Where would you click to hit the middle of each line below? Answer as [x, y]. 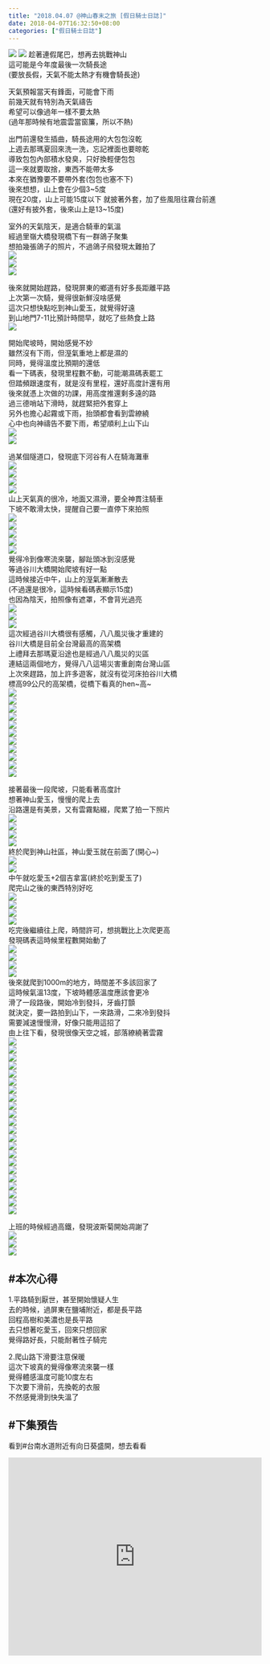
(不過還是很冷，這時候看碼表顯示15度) [71, 590]
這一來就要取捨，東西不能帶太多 [61, 169]
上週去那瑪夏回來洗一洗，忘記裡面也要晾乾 [79, 149]
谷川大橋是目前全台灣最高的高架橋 [65, 643]
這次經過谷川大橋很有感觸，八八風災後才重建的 [86, 634]
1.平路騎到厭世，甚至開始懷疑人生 [63, 1300]
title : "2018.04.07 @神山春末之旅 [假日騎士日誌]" [88, 16]
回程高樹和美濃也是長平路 [51, 1320]
